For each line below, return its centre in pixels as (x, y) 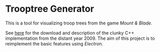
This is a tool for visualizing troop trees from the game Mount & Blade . (79, 23)
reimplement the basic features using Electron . (54, 43)
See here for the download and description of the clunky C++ (70, 33)
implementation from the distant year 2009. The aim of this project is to (80, 38)
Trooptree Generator (50, 9)
